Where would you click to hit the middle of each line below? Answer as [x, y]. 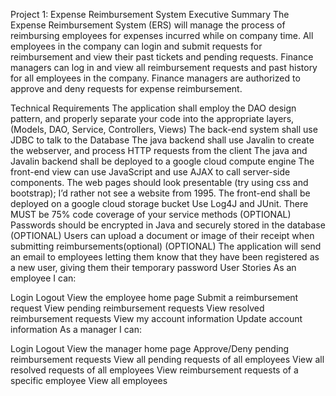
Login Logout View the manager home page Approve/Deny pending [150, 348]
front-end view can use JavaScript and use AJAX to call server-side [150, 172]
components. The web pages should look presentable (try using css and [159, 182]
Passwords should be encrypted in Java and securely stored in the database [168, 225]
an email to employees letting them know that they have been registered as [165, 257]
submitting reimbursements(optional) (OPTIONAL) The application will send [166, 246]
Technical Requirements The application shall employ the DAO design [153, 108]
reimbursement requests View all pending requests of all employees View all [167, 359]
